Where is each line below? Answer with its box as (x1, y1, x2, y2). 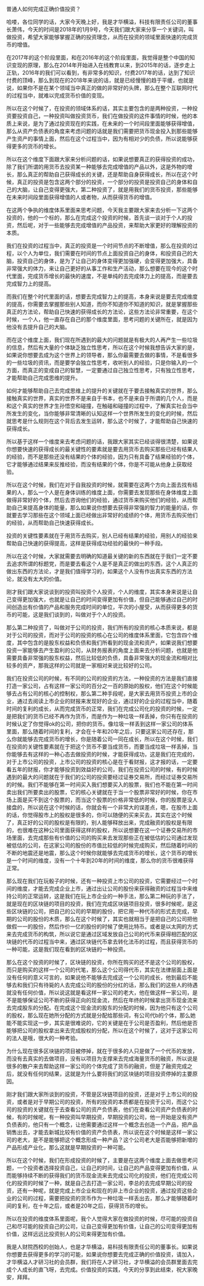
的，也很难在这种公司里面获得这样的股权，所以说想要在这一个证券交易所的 (6, 826, 192, 834)
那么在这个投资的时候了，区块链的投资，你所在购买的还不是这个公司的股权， (6, 959, 198, 965)
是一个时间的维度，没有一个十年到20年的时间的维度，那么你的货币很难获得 (6, 857, 194, 864)
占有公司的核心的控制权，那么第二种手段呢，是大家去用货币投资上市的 (16, 690, 192, 697)
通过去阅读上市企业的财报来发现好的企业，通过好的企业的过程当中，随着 (16, 698, 198, 704)
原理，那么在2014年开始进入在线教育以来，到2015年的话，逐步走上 (27, 61, 195, 69)
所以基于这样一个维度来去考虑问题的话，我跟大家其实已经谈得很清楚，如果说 (6, 438, 198, 445)
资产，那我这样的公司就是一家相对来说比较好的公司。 (22, 662, 155, 669)
